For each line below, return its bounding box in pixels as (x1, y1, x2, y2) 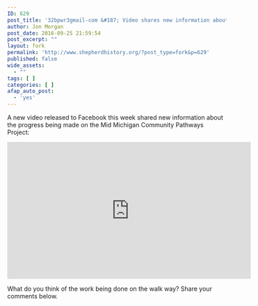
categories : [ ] (7, 81, 54, 88)
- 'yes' (13, 95, 36, 102)
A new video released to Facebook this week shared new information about (7, 113, 224, 122)
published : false (7, 56, 58, 63)
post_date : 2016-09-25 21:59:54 (7, 29, 101, 37)
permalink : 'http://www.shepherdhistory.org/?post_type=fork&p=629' (7, 49, 210, 56)
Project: (7, 128, 30, 136)
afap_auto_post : (7, 88, 54, 95)
